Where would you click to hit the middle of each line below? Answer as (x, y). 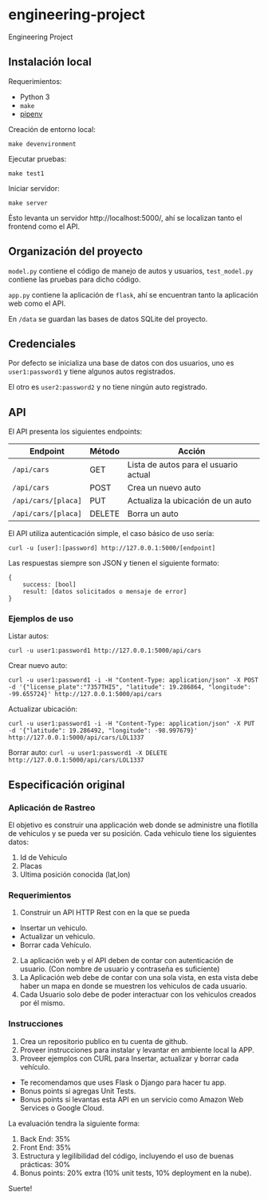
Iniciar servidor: (34, 188)
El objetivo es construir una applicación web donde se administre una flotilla (133, 825)
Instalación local (50, 62)
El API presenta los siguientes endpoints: (75, 432)
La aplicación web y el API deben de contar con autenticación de (126, 961)
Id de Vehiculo (43, 858)
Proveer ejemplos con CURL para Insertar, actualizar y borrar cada (129, 1058)
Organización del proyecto (76, 252)
